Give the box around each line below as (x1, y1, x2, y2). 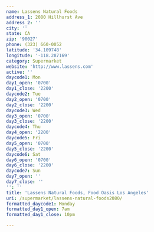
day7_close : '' (6, 179, 44, 185)
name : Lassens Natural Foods (6, 8, 78, 15)
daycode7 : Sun (6, 168, 41, 174)
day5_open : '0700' (6, 140, 51, 146)
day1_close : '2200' (6, 86, 54, 92)
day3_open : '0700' (6, 113, 51, 119)
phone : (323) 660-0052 (6, 42, 62, 48)
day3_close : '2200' (6, 119, 54, 125)
